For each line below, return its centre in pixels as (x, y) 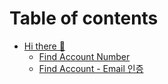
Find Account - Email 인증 (91, 68)
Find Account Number (84, 56)
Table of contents (84, 18)
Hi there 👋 (44, 46)
